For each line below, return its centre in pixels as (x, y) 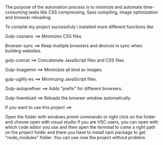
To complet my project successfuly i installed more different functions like (79, 27)
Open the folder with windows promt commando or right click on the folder (80, 117)
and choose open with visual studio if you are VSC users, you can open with (82, 122)
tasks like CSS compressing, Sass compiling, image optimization (93, 12)
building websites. (23, 51)
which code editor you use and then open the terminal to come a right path (80, 127)
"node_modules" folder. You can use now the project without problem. (76, 137)
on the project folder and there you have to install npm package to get (75, 132)
